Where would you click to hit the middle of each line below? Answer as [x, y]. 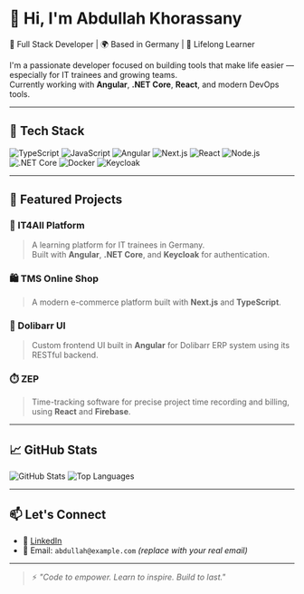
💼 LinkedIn [42, 540]
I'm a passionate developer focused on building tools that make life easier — [152, 65]
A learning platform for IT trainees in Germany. [118, 245]
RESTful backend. [65, 355]
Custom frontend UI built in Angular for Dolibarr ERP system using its [161, 346]
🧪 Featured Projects [66, 200]
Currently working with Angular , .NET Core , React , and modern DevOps [144, 84]
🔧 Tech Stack [47, 131]
